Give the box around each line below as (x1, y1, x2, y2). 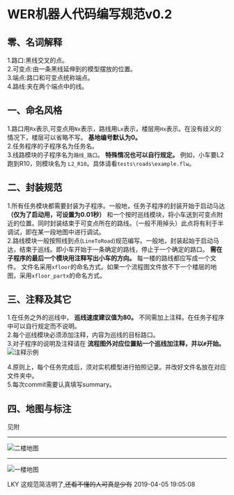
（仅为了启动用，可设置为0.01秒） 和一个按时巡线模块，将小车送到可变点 (7, 210, 217, 218)
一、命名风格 (7, 105, 63, 116)
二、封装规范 (7, 182, 63, 194)
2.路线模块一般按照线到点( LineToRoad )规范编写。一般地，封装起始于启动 (7, 236, 214, 245)
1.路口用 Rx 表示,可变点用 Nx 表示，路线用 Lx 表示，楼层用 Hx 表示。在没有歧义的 (7, 124, 221, 132)
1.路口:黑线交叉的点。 (7, 56, 68, 64)
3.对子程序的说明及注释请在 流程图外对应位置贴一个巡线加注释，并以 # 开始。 (7, 340, 225, 348)
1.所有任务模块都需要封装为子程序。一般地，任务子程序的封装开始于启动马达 (7, 201, 225, 210)
